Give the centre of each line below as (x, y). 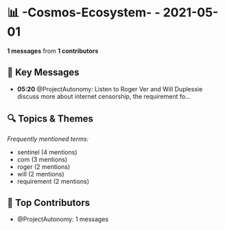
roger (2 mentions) (44, 166)
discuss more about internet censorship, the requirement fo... (104, 96)
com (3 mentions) (42, 159)
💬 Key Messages (44, 72)
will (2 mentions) (40, 174)
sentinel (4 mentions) (47, 152)
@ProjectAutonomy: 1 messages (62, 219)
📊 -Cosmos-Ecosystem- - (84, 13)
